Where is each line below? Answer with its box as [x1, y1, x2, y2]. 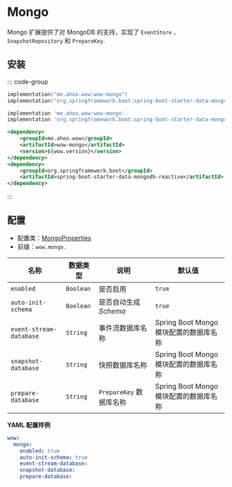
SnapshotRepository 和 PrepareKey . [7, 36, 106, 45]
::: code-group [7, 77, 48, 86]
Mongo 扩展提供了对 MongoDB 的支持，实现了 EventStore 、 [7, 28, 180, 36]
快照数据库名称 [98, 360, 147, 370]
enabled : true [19, 447, 60, 455]
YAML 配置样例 [7, 421, 50, 429]
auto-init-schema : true [19, 454, 88, 461]
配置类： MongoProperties [17, 233, 92, 242]
